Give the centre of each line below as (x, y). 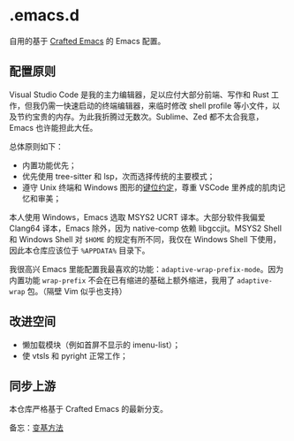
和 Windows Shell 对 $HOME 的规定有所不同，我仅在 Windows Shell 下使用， (145, 239)
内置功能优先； (49, 165)
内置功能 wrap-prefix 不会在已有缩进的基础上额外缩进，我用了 (122, 280)
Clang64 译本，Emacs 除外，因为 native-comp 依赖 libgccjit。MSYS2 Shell (146, 228)
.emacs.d (44, 15)
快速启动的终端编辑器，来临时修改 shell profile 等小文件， (168, 105)
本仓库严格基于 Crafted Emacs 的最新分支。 (88, 409)
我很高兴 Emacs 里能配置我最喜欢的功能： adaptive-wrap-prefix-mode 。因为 (147, 269)
